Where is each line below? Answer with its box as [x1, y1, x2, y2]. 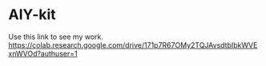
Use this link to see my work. [8, 32, 104, 41]
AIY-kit [8, 6, 56, 24]
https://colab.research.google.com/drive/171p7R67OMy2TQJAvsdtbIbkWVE [8, 40, 258, 49]
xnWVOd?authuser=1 [8, 49, 78, 58]
